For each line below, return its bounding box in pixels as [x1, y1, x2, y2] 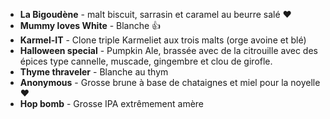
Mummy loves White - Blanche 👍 [19, 20, 162, 31]
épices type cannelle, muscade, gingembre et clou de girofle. [19, 55, 273, 67]
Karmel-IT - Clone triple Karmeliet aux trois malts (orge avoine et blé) [19, 34, 307, 46]
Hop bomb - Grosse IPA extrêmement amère [19, 98, 205, 109]
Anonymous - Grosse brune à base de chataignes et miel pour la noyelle [19, 77, 321, 88]
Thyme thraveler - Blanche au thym [19, 66, 169, 78]
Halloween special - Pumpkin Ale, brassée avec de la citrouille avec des [19, 45, 318, 56]
